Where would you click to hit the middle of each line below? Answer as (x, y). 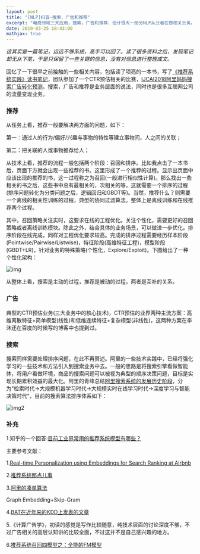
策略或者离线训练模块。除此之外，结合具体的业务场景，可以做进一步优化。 (97, 228)
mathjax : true (24, 34)
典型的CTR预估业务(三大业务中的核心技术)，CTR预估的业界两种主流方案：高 (99, 313)
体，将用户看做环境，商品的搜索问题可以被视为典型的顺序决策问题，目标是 (97, 374)
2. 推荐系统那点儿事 (29, 475)
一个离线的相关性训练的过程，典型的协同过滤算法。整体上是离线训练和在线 (97, 200)
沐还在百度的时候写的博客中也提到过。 (53, 328)
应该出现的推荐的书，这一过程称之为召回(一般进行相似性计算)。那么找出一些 (99, 178)
